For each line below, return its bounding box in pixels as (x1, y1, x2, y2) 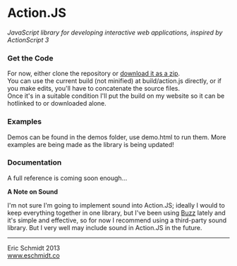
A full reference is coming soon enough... (7, 174, 128, 182)
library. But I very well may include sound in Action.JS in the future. (7, 223, 202, 232)
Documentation (7, 158, 62, 167)
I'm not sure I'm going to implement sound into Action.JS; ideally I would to (7, 201, 226, 209)
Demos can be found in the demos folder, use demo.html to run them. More (7, 132, 226, 141)
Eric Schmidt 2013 (7, 243, 61, 252)
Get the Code (7, 53, 54, 63)
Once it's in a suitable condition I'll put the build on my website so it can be (7, 91, 225, 100)
